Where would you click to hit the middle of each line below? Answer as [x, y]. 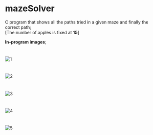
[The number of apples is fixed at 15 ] [42, 32]
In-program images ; [26, 42]
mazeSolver [30, 9]
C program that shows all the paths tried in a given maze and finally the [77, 22]
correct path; [18, 27]
